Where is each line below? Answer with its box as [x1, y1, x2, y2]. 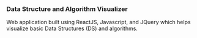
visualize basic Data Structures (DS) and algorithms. [6, 25, 138, 32]
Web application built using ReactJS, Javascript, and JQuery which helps [6, 19, 191, 26]
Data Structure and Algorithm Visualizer [6, 5, 128, 13]
